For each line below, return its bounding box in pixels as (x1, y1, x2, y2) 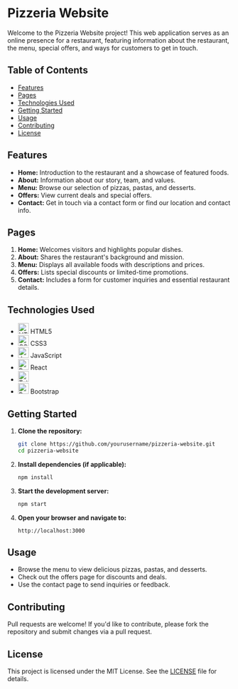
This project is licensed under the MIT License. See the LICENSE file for (7, 667, 217, 675)
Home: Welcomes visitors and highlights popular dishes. (17, 246, 183, 254)
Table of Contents (7, 64, 89, 76)
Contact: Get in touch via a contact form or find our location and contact (17, 198, 231, 207)
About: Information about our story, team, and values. (17, 176, 176, 184)
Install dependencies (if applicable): (17, 460, 126, 468)
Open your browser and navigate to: (17, 513, 126, 522)
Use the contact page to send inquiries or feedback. (17, 580, 171, 589)
